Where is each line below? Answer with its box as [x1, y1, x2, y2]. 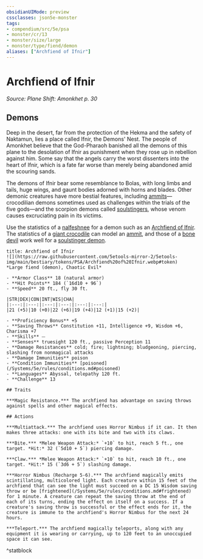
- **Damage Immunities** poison [6, 354, 88, 361]
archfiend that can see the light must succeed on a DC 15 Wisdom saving [6, 482, 198, 489]
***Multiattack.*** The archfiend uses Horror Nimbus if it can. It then [6, 424, 198, 430]
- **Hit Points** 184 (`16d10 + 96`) [6, 280, 102, 286]
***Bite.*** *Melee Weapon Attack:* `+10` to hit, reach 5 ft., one [6, 440, 184, 446]
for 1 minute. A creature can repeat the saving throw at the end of [6, 493, 187, 499]
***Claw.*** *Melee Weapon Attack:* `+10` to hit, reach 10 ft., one [6, 456, 187, 462]
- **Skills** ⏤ [6, 333, 46, 340]
